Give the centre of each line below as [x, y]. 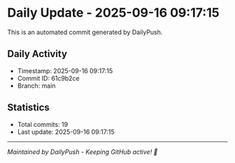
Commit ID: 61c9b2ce [49, 78]
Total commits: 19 [43, 124]
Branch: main [36, 86]
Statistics [29, 108]
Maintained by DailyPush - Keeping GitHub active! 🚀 [83, 152]
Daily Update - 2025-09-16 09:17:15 [113, 13]
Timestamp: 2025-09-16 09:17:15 [65, 70]
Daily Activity [37, 54]
